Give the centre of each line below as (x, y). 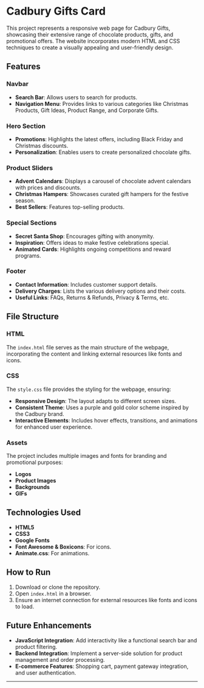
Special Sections (32, 223)
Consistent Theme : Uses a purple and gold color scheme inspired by (102, 407)
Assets (17, 443)
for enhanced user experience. (54, 427)
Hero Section (26, 126)
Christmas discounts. (42, 146)
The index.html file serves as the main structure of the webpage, (88, 347)
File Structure (32, 317)
